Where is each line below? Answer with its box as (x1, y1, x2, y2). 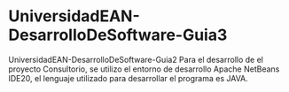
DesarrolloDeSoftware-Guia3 (8, 25, 228, 45)
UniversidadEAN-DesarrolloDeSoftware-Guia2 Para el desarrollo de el (8, 54, 263, 65)
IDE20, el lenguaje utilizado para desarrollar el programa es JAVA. (8, 73, 249, 83)
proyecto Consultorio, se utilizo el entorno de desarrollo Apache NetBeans (8, 64, 280, 74)
